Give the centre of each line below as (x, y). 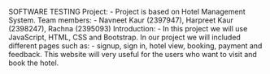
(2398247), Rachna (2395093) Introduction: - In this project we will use (128, 29)
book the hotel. (34, 63)
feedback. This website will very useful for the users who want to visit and (133, 54)
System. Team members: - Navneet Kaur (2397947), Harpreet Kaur (121, 20)
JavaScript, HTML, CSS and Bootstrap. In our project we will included (125, 37)
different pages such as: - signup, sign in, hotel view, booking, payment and (135, 46)
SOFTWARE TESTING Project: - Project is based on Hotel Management (127, 12)
